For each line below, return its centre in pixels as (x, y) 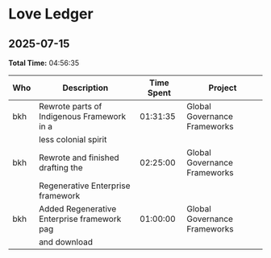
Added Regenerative (78, 209)
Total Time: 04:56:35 (44, 63)
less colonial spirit (73, 139)
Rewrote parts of (71, 106)
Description (85, 88)
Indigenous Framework (83, 116)
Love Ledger (51, 14)
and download (66, 242)
